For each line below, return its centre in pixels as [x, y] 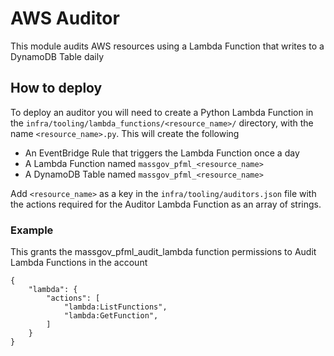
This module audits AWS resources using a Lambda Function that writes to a [167, 46]
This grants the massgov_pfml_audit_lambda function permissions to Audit [163, 252]
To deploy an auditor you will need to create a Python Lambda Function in [162, 112]
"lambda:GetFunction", [111, 316]
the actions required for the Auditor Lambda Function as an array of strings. [166, 204]
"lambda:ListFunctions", [115, 307]
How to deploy [56, 88]
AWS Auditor [65, 18]
